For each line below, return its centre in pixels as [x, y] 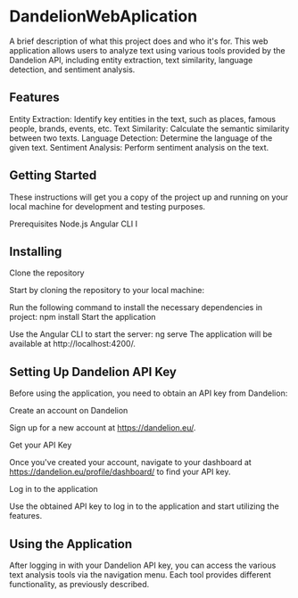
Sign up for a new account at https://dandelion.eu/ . [103, 428]
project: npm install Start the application [83, 317]
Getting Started [53, 176]
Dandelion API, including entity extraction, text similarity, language [131, 60]
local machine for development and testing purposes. [108, 206]
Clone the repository [47, 273]
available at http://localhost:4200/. [73, 344]
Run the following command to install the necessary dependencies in [136, 307]
